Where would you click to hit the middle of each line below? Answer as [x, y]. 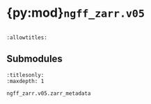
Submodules [35, 59]
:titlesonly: [25, 75]
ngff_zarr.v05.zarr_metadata [49, 93]
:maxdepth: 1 [25, 81]
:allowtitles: [27, 37]
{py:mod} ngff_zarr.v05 [76, 13]
